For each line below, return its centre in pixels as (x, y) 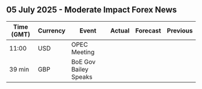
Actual (120, 31)
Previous (180, 31)
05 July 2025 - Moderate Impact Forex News (92, 10)
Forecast (148, 31)
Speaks (82, 76)
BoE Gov (84, 61)
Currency (52, 31)
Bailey (80, 69)
